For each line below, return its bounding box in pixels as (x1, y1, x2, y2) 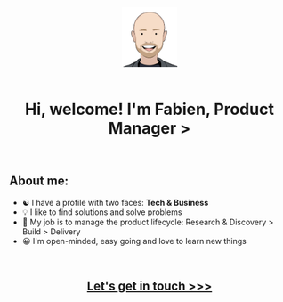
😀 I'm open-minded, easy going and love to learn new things (21, 235, 247, 246)
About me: (9, 174, 69, 189)
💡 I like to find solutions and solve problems (21, 207, 182, 217)
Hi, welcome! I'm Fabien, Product (25, 100, 274, 119)
